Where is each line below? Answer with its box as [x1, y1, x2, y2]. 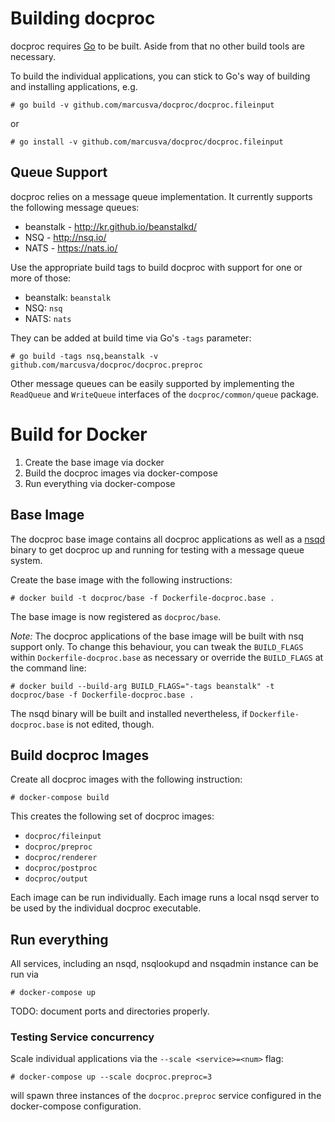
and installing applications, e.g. [10, 80, 138, 92]
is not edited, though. [66, 718, 155, 730]
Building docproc [10, 7, 156, 30]
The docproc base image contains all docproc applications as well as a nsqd [10, 533, 326, 545]
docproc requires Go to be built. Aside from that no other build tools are [10, 40, 306, 52]
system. [10, 554, 43, 566]
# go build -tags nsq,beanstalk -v [10, 351, 159, 361]
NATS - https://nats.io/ [24, 242, 118, 254]
